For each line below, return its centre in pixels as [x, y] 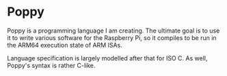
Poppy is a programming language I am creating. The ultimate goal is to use [113, 31]
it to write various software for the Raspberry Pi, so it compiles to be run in [112, 37]
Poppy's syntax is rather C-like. [51, 65]
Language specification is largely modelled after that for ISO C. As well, [107, 58]
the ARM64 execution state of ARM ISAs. [65, 45]
